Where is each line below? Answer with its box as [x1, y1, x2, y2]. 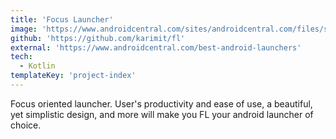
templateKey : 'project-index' [10, 71, 137, 81]
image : [10, 24, 38, 34]
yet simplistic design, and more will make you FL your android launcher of [10, 108, 314, 120]
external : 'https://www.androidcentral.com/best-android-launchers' [10, 42, 302, 53]
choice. [10, 119, 42, 131]
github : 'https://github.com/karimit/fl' [10, 33, 186, 43]
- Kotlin [19, 61, 56, 71]
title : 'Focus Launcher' [10, 14, 114, 25]
